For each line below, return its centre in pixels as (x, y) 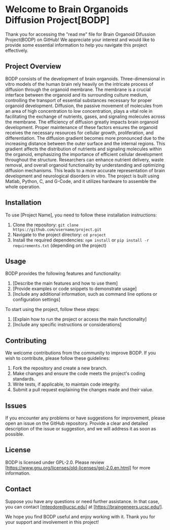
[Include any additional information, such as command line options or (85, 294)
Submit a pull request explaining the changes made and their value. (83, 390)
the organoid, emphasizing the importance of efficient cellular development (84, 154)
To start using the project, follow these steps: (53, 309)
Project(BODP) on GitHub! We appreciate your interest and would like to (80, 40)
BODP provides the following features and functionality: (63, 273)
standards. (24, 379)
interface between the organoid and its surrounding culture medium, (77, 95)
